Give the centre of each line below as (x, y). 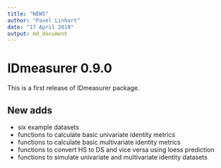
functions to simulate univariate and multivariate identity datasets (113, 157)
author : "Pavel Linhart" (44, 20)
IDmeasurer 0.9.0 (60, 68)
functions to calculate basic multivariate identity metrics (99, 142)
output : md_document (38, 34)
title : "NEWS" (28, 14)
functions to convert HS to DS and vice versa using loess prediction (116, 150)
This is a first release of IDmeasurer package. (73, 88)
